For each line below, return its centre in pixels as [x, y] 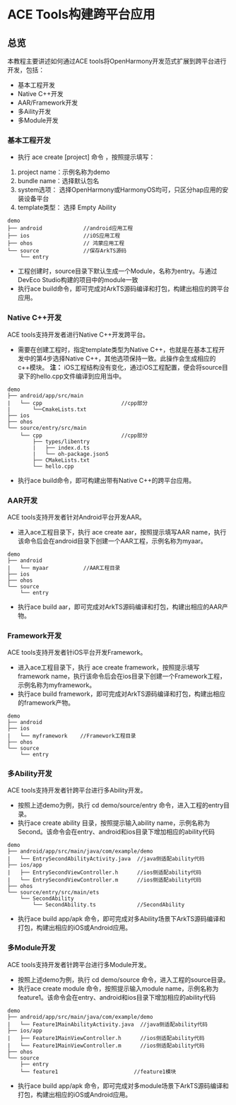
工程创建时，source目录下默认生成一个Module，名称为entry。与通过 [117, 271]
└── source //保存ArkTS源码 [67, 251]
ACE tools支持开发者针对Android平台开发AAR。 [77, 517]
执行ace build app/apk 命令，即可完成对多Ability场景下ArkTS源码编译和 [122, 919]
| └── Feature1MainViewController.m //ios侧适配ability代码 [106, 1046]
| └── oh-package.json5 [71, 454]
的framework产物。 [46, 703]
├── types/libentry [61, 442]
